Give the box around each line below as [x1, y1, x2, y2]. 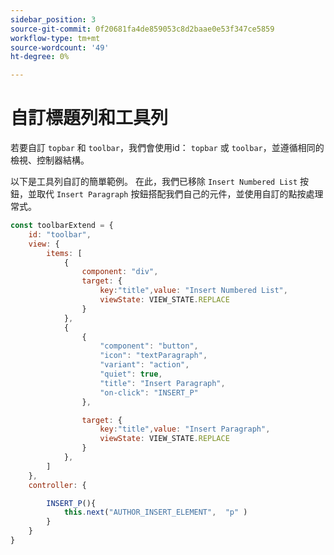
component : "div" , [81, 267, 159, 277]
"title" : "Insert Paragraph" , [99, 378, 226, 388]
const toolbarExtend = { [10, 221, 114, 231]
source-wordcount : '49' [10, 42, 110, 53]
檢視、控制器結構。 [10, 154, 90, 166]
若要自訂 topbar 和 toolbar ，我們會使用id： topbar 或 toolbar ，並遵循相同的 [10, 142, 325, 154]
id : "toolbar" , [28, 229, 92, 240]
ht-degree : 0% [10, 52, 70, 62]
